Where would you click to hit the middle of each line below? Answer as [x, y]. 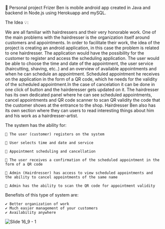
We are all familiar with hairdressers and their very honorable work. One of [81, 32]
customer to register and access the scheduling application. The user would [82, 58]
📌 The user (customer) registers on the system [55, 134]
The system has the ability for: [36, 125]
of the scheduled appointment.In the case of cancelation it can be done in [80, 84]
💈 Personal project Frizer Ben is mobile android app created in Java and [78, 8]
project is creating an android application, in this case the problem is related [82, 48]
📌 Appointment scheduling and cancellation [50, 151]
